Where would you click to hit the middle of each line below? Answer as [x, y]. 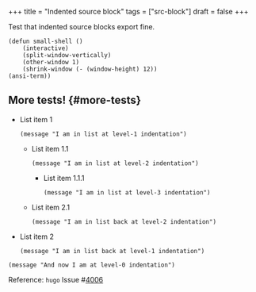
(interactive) [46, 48]
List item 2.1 [51, 207]
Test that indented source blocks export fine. [82, 27]
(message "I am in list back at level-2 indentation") [124, 221]
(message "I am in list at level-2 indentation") [115, 163]
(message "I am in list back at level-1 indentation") [112, 251]
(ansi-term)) [30, 76]
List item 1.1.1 [64, 178]
